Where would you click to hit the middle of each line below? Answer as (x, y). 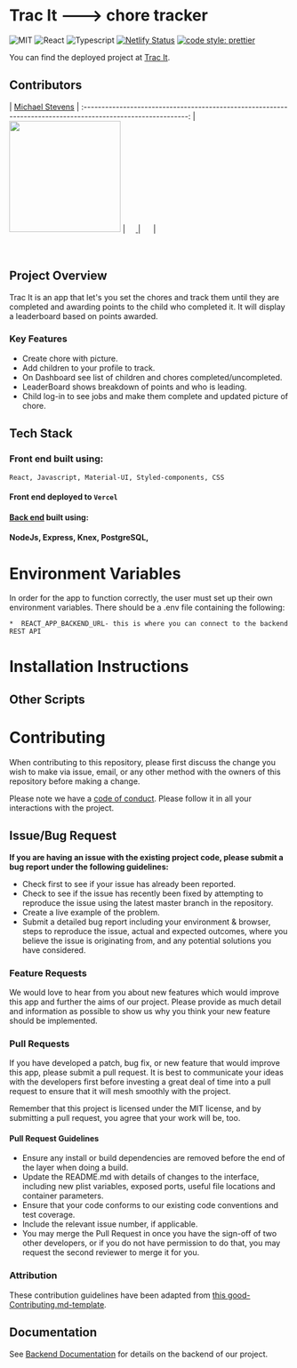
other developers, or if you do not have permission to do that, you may (151, 1243)
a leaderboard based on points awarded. (84, 316)
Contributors (46, 85)
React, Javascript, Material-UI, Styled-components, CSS (117, 477)
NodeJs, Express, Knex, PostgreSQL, (79, 538)
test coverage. (48, 1215)
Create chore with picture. (70, 358)
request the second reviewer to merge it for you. (111, 1252)
